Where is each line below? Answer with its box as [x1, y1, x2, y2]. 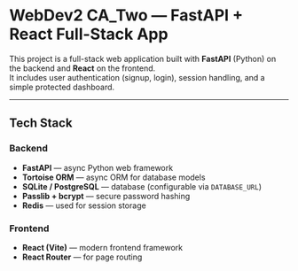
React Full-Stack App [9, 24, 169, 44]
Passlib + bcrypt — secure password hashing [21, 190, 191, 201]
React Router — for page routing [21, 252, 143, 262]
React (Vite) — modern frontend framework [21, 242, 184, 252]
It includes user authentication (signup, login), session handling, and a [9, 72, 265, 82]
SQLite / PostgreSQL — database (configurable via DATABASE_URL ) [21, 181, 263, 191]
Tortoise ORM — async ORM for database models [21, 172, 206, 182]
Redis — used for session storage [21, 200, 146, 211]
